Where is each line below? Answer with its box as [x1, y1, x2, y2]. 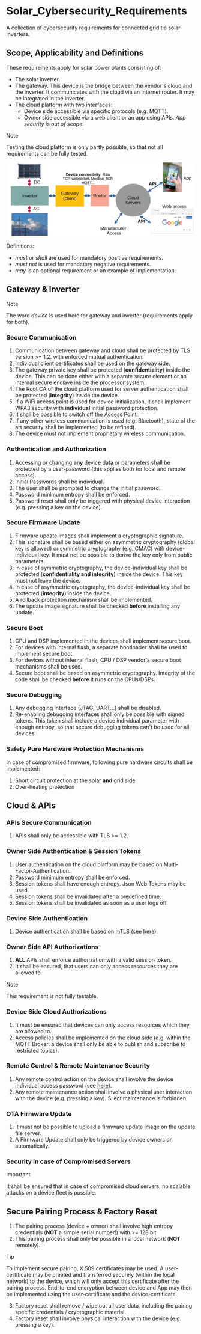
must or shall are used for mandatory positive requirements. [14, 254, 164, 262]
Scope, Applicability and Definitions [6, 48, 144, 58]
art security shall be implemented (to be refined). [14, 424, 136, 431]
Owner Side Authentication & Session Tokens [6, 847, 141, 855]
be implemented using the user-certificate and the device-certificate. [6, 1291, 178, 1298]
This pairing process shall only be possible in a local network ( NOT [14, 1235, 181, 1243]
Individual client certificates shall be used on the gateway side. [14, 360, 171, 367]
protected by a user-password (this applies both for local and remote [14, 465, 186, 473]
